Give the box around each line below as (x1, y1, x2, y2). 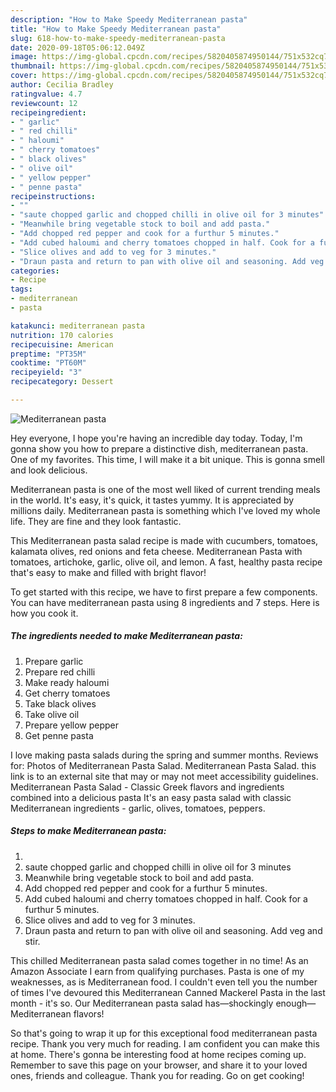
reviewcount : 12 (10, 98, 78, 108)
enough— (275, 997, 317, 1009)
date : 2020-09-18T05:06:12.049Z (10, 42, 145, 53)
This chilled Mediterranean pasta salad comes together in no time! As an (10, 954, 309, 966)
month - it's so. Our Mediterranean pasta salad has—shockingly (10, 997, 274, 1009)
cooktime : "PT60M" (10, 358, 87, 368)
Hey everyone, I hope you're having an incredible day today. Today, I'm (10, 432, 303, 444)
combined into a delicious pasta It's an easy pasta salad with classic (10, 791, 292, 803)
